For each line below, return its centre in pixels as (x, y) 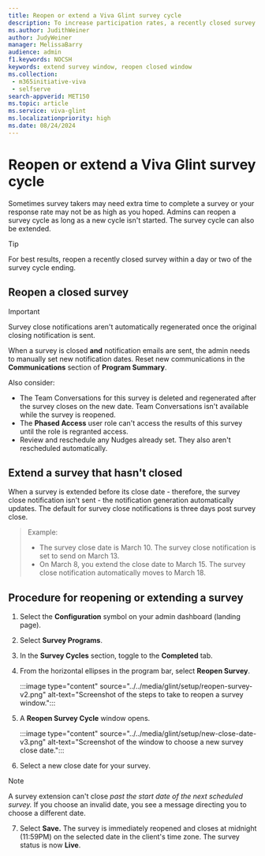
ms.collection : (33, 74)
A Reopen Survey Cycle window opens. (85, 719)
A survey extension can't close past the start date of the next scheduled (125, 796)
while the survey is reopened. (67, 415)
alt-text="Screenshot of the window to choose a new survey (145, 742)
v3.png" (32, 742)
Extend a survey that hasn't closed (95, 473)
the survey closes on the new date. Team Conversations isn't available (134, 406)
